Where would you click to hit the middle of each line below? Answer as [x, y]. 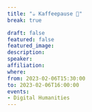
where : [17, 72]
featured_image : [31, 46]
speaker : [20, 59]
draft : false [26, 33]
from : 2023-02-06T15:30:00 [46, 78]
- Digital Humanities [39, 98]
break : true [24, 20]
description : [26, 52]
